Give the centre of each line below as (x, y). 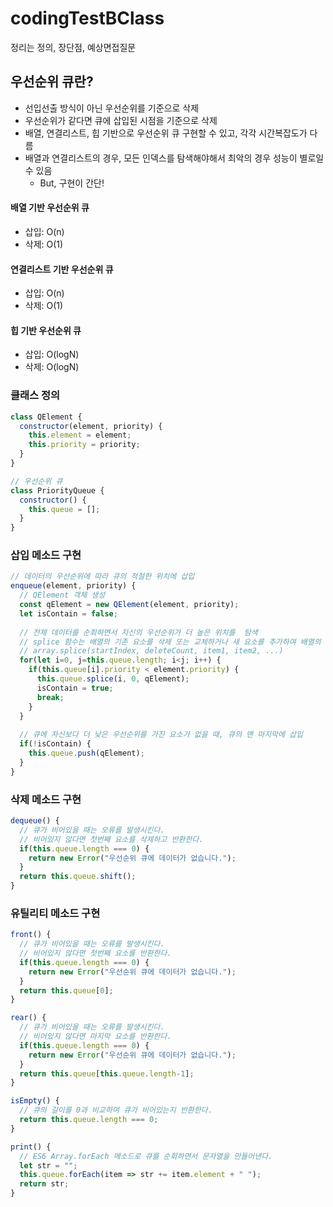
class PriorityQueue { (57, 490)
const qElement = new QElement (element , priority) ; (129, 605)
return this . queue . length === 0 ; (89, 1120)
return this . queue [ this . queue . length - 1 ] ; (107, 1073)
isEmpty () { (35, 1101)
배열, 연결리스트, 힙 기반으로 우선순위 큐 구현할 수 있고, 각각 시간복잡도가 (166, 133)
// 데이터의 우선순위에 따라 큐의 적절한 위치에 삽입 (102, 577)
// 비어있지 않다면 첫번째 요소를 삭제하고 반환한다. (111, 839)
